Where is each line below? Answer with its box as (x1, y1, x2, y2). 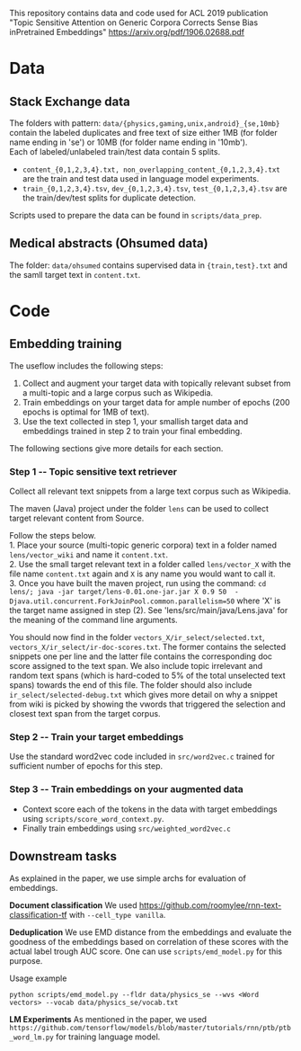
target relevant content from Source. (9, 512, 145, 524)
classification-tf (9, 909, 67, 920)
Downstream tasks (9, 849, 117, 864)
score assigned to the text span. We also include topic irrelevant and (9, 661, 263, 672)
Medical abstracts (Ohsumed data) (9, 236, 208, 251)
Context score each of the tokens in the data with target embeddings (22, 804, 278, 815)
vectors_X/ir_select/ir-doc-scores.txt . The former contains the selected (9, 642, 286, 653)
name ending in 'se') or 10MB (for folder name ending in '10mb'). (9, 137, 248, 147)
